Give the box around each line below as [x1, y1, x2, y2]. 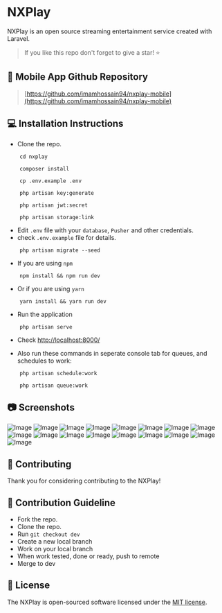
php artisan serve [19, 323, 73, 330]
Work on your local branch [17, 545, 93, 553]
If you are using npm [17, 259, 73, 267]
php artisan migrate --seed [19, 247, 100, 254]
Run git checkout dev [17, 530, 80, 538]
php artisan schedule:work [19, 370, 98, 377]
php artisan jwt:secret [19, 202, 89, 209]
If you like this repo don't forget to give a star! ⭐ [24, 48, 160, 56]
